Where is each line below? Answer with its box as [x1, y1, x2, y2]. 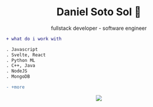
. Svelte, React [6, 52, 46, 58]
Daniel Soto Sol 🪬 [56, 5, 141, 19]
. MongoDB [6, 74, 31, 80]
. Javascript [6, 46, 38, 52]
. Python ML [6, 57, 35, 63]
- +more [6, 84, 25, 90]
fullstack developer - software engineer [51, 25, 147, 32]
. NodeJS [6, 68, 28, 74]
